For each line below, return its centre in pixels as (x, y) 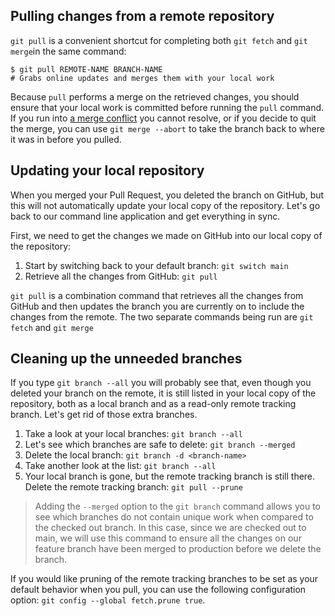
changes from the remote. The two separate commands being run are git (162, 316)
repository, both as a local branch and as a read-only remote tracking (153, 404)
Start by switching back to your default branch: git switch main (156, 265)
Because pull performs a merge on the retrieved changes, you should (155, 96)
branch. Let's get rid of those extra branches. (104, 415)
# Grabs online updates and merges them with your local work (142, 78)
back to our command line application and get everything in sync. (145, 216)
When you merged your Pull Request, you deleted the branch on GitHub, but (167, 195)
